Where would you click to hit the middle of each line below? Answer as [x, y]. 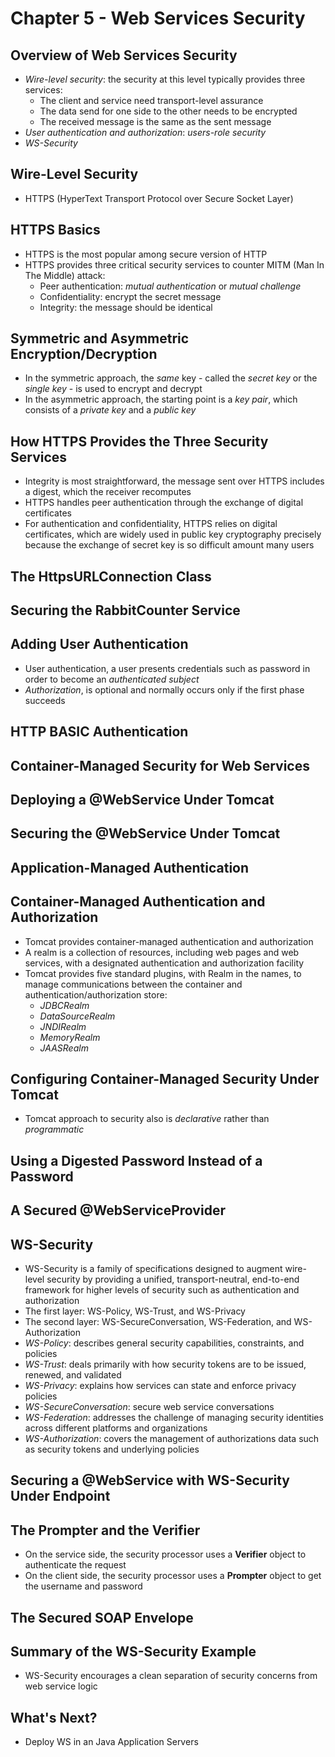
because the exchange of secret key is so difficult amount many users [169, 545]
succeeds [45, 700]
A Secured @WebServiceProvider [118, 1210]
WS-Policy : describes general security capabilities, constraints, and [164, 1343]
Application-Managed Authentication [130, 867]
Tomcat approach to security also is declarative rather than [147, 1119]
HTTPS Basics [55, 230]
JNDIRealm [63, 1026]
